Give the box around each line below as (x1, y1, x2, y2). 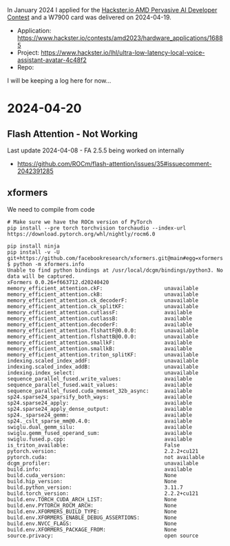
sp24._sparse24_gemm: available (7, 412, 193, 418)
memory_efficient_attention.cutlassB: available (7, 315, 193, 322)
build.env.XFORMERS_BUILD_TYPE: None (7, 508, 177, 515)
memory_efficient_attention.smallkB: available (7, 345, 193, 352)
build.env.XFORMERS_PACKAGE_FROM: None (7, 526, 177, 533)
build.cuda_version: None (7, 472, 177, 478)
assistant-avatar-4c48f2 (17, 56, 87, 64)
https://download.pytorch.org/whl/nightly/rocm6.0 (7, 230, 156, 237)
